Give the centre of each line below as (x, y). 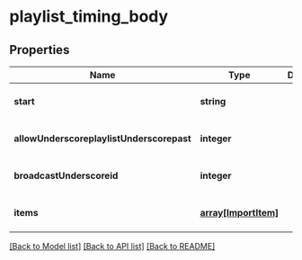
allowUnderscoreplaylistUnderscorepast (102, 139)
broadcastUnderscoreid (66, 175)
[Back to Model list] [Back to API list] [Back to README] (112, 246)
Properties (40, 50)
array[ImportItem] (240, 213)
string (213, 101)
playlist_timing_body (89, 17)
